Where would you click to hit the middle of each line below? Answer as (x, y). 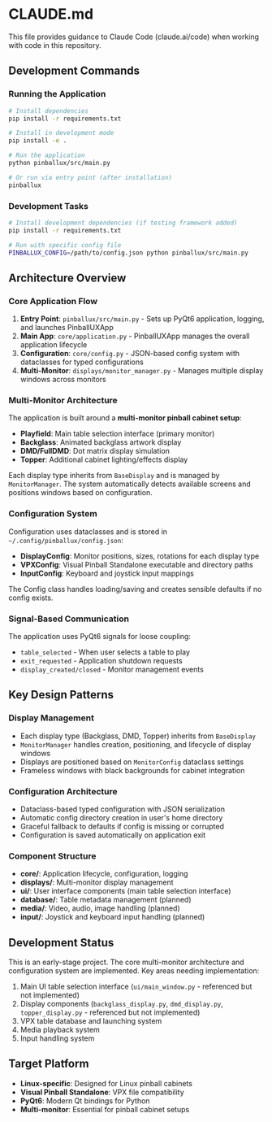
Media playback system (60, 1030)
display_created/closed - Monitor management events (112, 669)
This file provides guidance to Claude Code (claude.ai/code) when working (134, 37)
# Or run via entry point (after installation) (91, 177)
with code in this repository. (55, 45)
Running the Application (57, 94)
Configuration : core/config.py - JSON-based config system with (130, 354)
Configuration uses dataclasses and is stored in (88, 531)
